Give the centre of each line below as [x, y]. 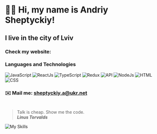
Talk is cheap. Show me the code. [51, 112]
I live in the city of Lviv [39, 38]
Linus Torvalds [32, 117]
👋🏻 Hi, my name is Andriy [56, 10]
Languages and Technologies [40, 65]
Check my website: [28, 52]
